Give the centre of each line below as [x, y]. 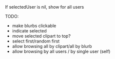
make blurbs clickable [34, 26]
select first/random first [36, 41]
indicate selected [29, 31]
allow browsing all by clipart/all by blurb [52, 46]
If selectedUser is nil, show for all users [45, 7]
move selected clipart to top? [41, 36]
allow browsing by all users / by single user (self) [61, 51]
